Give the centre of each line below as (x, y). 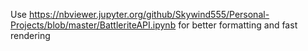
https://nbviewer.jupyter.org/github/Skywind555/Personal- (149, 14)
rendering (30, 35)
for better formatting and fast (238, 25)
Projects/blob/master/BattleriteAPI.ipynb (93, 25)
